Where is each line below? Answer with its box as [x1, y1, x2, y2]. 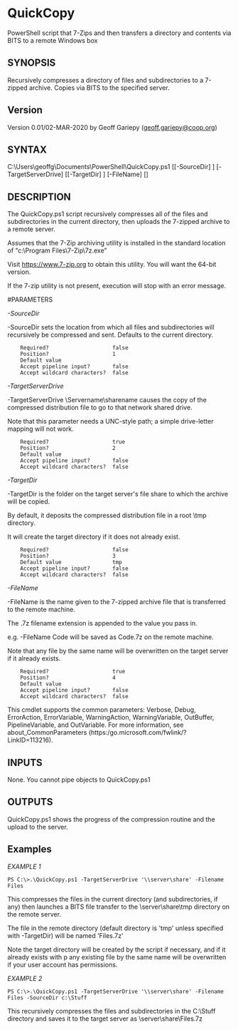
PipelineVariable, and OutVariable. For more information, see [7, 720, 184, 729]
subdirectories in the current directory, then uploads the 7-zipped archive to [7, 218, 230, 226]
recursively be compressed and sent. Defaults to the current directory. [7, 330, 214, 340]
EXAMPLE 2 [7, 974, 43, 982]
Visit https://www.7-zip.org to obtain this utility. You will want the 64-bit [7, 260, 217, 269]
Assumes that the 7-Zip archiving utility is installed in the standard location [7, 239, 226, 248]
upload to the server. [7, 822, 69, 831]
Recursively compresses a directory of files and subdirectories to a [7, 76, 204, 84]
